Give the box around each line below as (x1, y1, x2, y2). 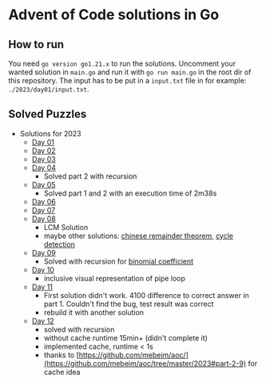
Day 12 (31, 316, 54, 325)
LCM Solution (43, 222, 89, 232)
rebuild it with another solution (43, 307, 145, 317)
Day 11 (31, 282, 54, 292)
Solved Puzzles (8, 107, 87, 121)
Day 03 (31, 154, 56, 163)
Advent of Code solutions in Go (8, 6, 220, 24)
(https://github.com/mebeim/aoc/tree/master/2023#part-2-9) (43, 358, 247, 368)
